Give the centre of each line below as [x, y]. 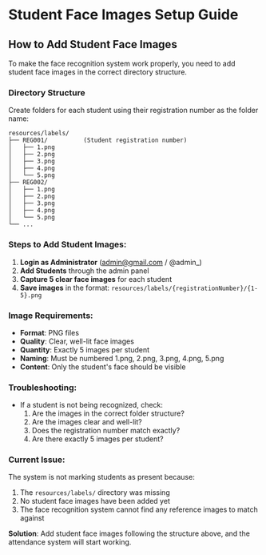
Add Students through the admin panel [84, 271]
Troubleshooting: [43, 388]
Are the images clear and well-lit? [87, 422]
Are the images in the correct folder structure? [108, 413]
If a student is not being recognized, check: [91, 405]
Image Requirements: [51, 316]
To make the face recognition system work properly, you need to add [122, 63]
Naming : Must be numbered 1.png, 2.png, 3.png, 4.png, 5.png [122, 358]
